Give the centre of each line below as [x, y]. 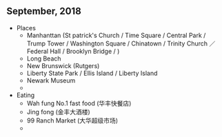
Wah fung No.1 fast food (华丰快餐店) [79, 103]
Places [26, 28]
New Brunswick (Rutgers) [63, 65]
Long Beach [44, 59]
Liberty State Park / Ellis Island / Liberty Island [92, 73]
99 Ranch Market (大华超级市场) [72, 120]
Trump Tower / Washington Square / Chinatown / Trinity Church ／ [121, 43]
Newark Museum [51, 80]
